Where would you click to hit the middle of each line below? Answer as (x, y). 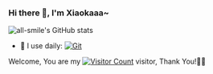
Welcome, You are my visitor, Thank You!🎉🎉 (107, 62)
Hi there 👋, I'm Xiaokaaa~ (59, 13)
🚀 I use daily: (41, 46)
